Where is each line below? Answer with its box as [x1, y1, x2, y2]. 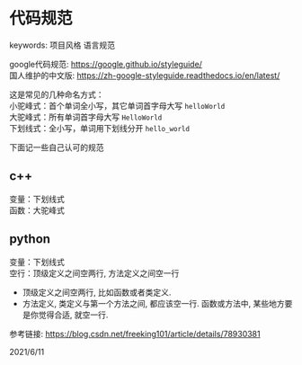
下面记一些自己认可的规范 [9, 141, 104, 153]
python [9, 231, 51, 247]
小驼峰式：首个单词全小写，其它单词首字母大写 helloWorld [9, 100, 226, 111]
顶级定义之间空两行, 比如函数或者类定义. [22, 287, 172, 298]
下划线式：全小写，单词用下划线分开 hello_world [9, 122, 191, 133]
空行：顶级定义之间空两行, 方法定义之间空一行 [9, 267, 180, 279]
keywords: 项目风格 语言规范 [9, 40, 115, 50]
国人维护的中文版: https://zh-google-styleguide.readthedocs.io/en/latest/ [9, 69, 280, 81]
